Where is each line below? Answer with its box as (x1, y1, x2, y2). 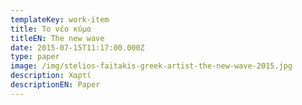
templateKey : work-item (10, 14, 110, 25)
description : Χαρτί (10, 71, 92, 81)
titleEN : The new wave (10, 33, 105, 43)
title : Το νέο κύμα (10, 24, 92, 34)
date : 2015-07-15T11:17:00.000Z (10, 42, 145, 53)
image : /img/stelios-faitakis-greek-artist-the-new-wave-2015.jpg (10, 61, 293, 71)
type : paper (10, 52, 60, 62)
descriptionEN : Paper (10, 80, 101, 90)
